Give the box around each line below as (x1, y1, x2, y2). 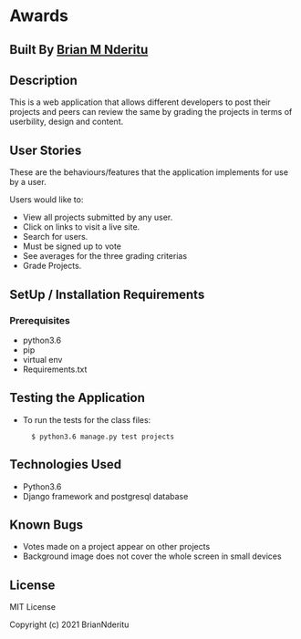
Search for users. (22, 232, 88, 242)
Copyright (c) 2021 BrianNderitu (9, 619, 130, 630)
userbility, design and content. (9, 116, 124, 128)
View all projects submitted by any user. (22, 211, 173, 223)
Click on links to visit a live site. (22, 222, 140, 232)
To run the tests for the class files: (22, 414, 151, 425)
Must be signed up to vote (22, 241, 121, 252)
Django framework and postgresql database (22, 490, 189, 501)
